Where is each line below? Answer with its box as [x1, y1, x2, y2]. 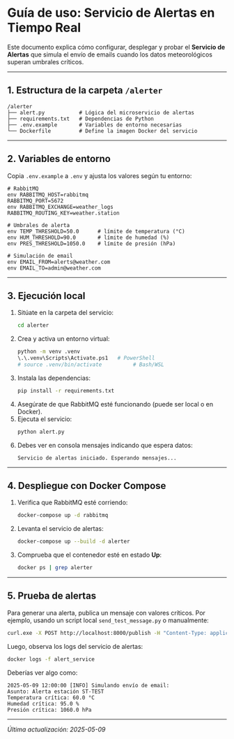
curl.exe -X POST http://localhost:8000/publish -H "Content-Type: [7, 629, 208, 636]
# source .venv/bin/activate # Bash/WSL [17, 361, 165, 368]
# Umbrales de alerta [7, 221, 70, 228]
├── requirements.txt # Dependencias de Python [7, 115, 155, 122]
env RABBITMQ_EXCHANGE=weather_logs [7, 203, 114, 210]
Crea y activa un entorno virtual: [17, 335, 110, 343]
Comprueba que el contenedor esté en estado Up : [17, 550, 162, 559]
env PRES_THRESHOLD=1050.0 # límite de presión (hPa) [7, 240, 176, 247]
